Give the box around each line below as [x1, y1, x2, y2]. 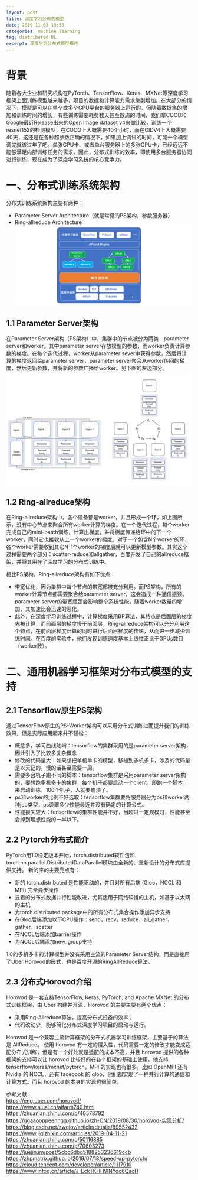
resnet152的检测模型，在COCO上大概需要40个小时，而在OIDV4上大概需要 [6, 126, 187, 133]
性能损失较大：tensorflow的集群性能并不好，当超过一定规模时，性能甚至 [14, 808, 191, 815]
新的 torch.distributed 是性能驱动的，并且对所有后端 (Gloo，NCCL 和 [14, 879, 181, 886]
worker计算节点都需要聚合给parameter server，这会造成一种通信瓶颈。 [14, 591, 187, 598]
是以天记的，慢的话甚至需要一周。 [14, 764, 98, 771]
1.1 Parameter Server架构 [6, 318, 98, 328]
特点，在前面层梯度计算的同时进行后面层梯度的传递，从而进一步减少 [19, 628, 186, 635]
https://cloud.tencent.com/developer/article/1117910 [6, 1161, 132, 1168]
